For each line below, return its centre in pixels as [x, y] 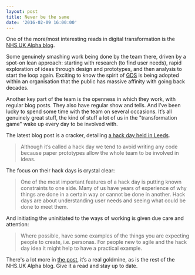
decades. [17, 88]
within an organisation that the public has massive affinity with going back [95, 82]
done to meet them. [44, 207]
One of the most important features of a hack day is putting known [101, 182]
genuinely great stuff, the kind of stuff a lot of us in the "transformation [92, 118]
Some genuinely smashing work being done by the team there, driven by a [96, 57]
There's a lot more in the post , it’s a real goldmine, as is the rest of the [90, 260]
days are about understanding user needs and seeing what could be [103, 201]
